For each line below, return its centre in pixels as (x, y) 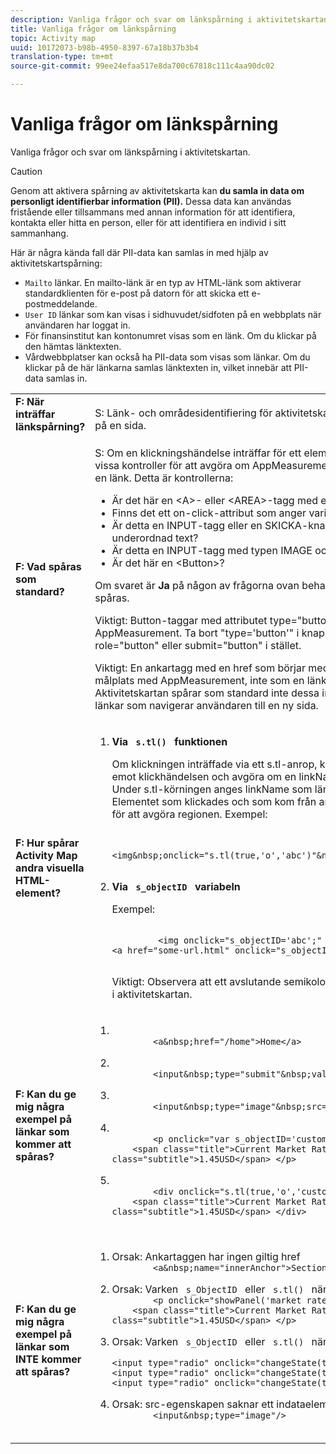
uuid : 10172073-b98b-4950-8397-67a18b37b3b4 (104, 47)
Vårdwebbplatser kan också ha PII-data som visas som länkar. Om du (167, 357)
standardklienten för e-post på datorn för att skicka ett (137, 293)
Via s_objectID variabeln (176, 886)
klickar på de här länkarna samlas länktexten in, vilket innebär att (158, 367)
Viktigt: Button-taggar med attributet (181, 620)
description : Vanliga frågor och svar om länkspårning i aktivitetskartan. (171, 19)
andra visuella (50, 868)
